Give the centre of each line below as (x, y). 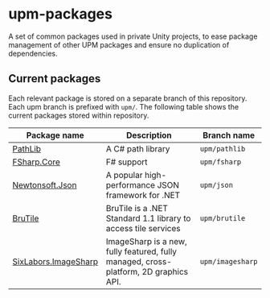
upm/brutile (223, 218)
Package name (55, 135)
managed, (125, 261)
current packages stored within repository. (79, 115)
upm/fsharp (221, 161)
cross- (159, 261)
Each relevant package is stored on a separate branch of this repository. (128, 98)
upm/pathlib (223, 149)
